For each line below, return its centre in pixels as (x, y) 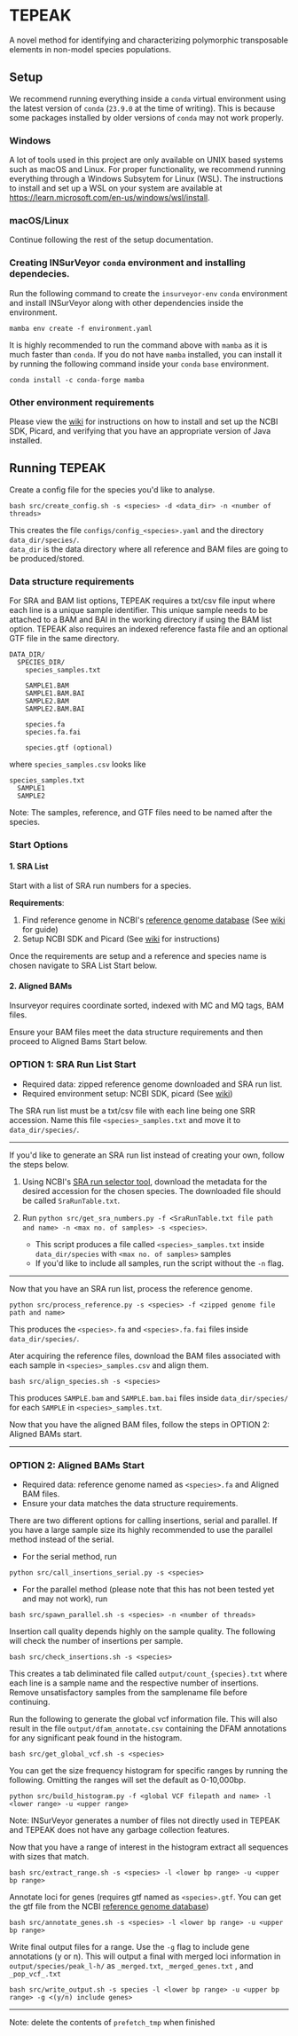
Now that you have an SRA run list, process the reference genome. (131, 1288)
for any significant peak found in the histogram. (96, 1737)
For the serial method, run (69, 1556)
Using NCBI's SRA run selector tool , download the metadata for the (145, 1182)
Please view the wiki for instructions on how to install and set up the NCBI (144, 421)
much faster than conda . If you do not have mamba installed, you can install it (145, 354)
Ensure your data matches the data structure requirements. (130, 1503)
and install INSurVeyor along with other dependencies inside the (126, 303)
